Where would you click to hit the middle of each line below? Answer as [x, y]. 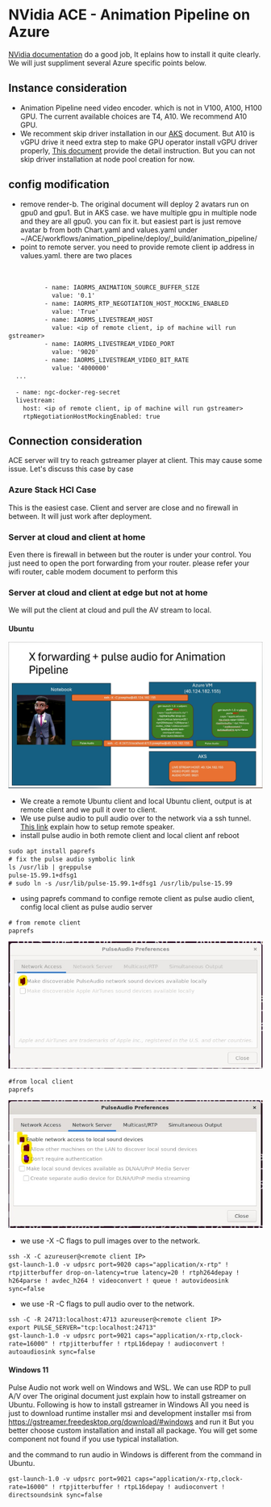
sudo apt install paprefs [52, 852]
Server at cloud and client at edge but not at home [108, 592]
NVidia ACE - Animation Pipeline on [129, 15]
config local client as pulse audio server [86, 907]
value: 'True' [75, 311]
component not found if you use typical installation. [94, 1439]
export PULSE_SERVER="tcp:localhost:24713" [83, 1328]
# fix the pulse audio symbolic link [72, 860]
